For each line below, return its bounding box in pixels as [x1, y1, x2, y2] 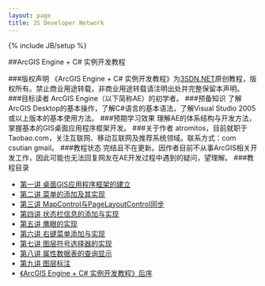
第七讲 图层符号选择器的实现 [19, 239, 112, 248]
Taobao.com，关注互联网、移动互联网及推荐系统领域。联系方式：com [8, 133, 237, 142]
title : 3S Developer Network [8, 19, 104, 27]
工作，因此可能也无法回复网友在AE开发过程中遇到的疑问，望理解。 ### [14, 152, 248, 162]
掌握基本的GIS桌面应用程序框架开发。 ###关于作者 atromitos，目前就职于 [8, 123, 248, 133]
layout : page [8, 11, 51, 20]
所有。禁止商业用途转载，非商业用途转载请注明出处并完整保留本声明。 [14, 84, 244, 93]
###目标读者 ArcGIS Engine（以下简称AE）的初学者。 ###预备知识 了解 [8, 93, 242, 103]
